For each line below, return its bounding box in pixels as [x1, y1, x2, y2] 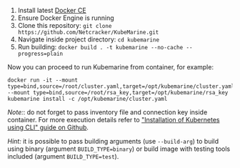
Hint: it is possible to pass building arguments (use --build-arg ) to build [7, 137, 219, 145]
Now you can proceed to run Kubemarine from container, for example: [7, 63, 214, 71]
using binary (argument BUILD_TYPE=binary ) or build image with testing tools [7, 144, 231, 153]
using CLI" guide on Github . [7, 123, 89, 132]
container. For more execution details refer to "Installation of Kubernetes [7, 116, 220, 124]
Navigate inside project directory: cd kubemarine [17, 35, 159, 44]
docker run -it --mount [7, 76, 79, 84]
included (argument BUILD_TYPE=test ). [7, 152, 119, 160]
